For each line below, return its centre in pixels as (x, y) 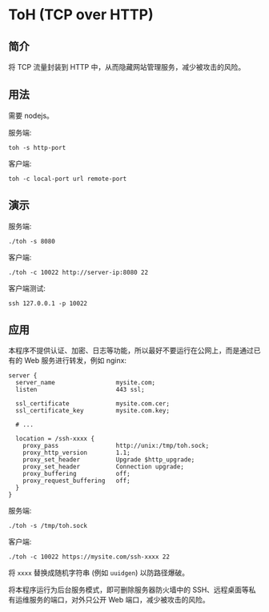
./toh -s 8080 (32, 241)
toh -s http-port (37, 147)
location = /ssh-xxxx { (55, 439)
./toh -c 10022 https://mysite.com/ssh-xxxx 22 (89, 557)
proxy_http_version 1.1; (76, 453)
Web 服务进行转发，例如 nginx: (75, 360)
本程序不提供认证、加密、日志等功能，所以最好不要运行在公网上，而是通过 (131, 351)
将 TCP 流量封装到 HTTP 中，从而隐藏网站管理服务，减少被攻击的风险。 (127, 67)
